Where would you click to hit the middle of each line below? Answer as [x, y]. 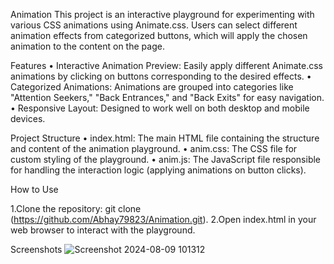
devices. [28, 118]
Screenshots [36, 249]
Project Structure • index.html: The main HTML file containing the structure [165, 138]
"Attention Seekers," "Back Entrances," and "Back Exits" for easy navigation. [167, 97]
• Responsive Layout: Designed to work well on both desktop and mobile [160, 108]
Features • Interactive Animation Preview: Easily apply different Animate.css [166, 65]
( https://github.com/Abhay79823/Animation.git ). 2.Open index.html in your [163, 219]
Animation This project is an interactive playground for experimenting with [162, 14]
